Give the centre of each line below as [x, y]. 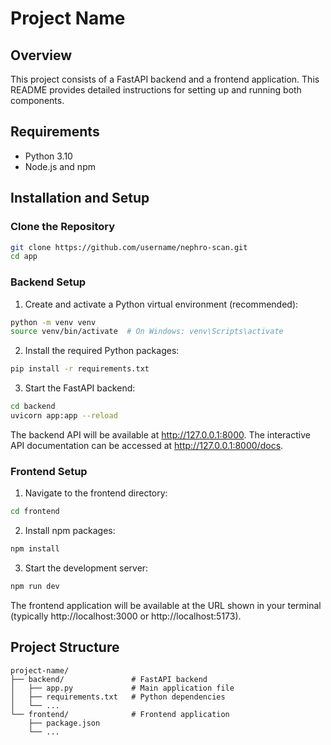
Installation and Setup [80, 198]
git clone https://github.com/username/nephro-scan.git [129, 247]
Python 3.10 [48, 156]
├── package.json [64, 723]
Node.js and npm [60, 166]
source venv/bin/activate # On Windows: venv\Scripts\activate [147, 332]
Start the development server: [86, 568]
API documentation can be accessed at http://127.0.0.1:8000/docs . [147, 445]
